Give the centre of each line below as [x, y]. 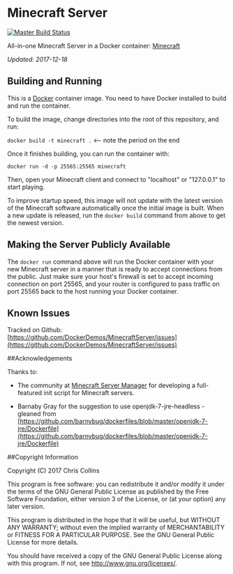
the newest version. [36, 222]
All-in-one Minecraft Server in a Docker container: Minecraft [93, 45]
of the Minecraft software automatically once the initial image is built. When [116, 208]
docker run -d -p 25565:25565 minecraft [67, 166]
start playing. [26, 187]
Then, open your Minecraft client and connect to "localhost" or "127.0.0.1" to [116, 179]
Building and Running [55, 81]
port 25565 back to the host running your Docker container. [93, 291]
